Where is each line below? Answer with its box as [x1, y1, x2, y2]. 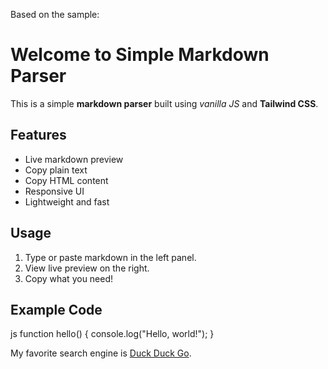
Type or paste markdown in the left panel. [24, 251, 197, 263]
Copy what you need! [24, 272, 114, 284]
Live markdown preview [24, 153, 124, 165]
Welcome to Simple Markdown [10, 44, 270, 66]
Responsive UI [24, 185, 85, 197]
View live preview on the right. [24, 262, 150, 274]
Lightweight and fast [24, 195, 110, 208]
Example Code [10, 301, 103, 318]
